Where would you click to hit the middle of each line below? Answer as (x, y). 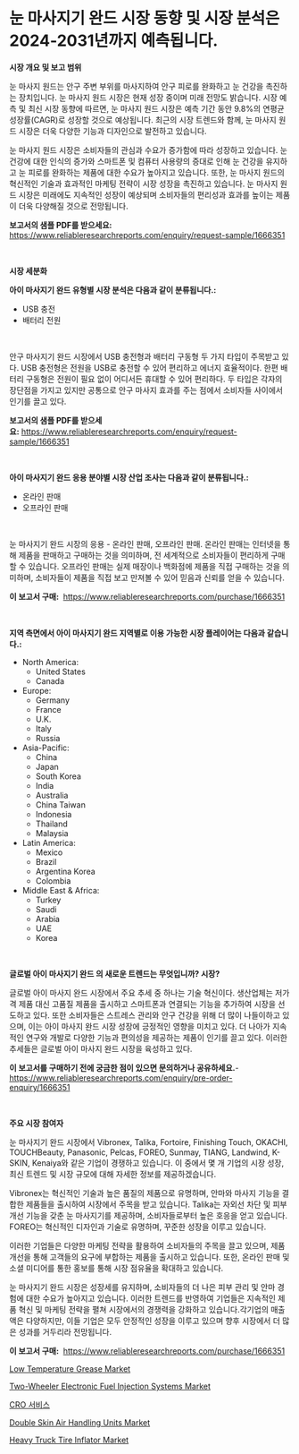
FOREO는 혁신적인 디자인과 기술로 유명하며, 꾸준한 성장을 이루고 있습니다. (138, 1227)
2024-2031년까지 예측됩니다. (114, 41)
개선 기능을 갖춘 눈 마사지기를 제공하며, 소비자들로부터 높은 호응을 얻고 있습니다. (149, 1215)
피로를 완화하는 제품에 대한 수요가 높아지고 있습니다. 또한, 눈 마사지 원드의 (157, 172)
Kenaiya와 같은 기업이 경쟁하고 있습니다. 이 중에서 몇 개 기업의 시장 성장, (158, 1163)
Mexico (49, 852)
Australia (52, 795)
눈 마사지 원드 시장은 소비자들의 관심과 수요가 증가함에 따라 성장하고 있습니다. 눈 (149, 150)
